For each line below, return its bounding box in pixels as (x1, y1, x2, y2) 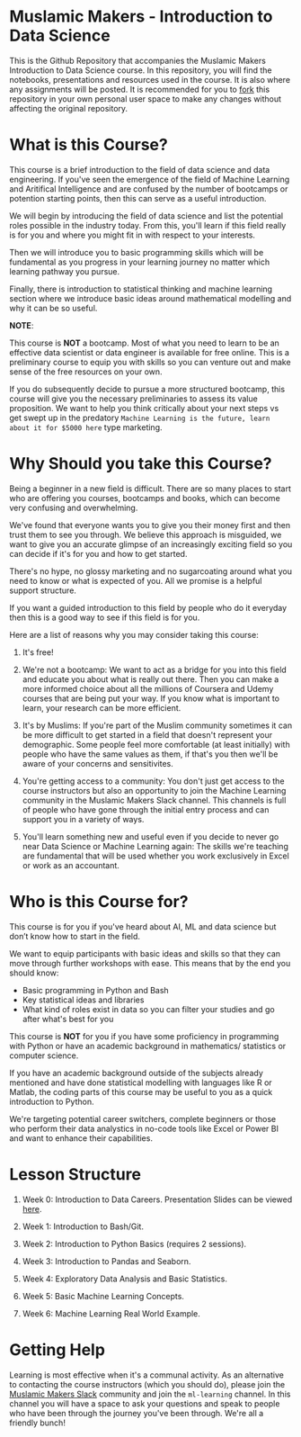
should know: (9, 967, 59, 978)
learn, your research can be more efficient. (22, 702, 181, 713)
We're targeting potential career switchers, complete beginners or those (9, 1113, 277, 1124)
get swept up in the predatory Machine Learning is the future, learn (9, 412, 270, 423)
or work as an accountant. (22, 859, 120, 870)
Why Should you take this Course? (9, 454, 272, 474)
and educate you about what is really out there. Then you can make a (22, 673, 279, 685)
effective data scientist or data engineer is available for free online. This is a (9, 346, 290, 357)
